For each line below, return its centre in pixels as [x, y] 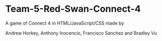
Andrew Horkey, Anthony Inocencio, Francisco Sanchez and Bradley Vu [81, 33]
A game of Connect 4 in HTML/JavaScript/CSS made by [65, 23]
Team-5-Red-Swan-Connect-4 [73, 9]
